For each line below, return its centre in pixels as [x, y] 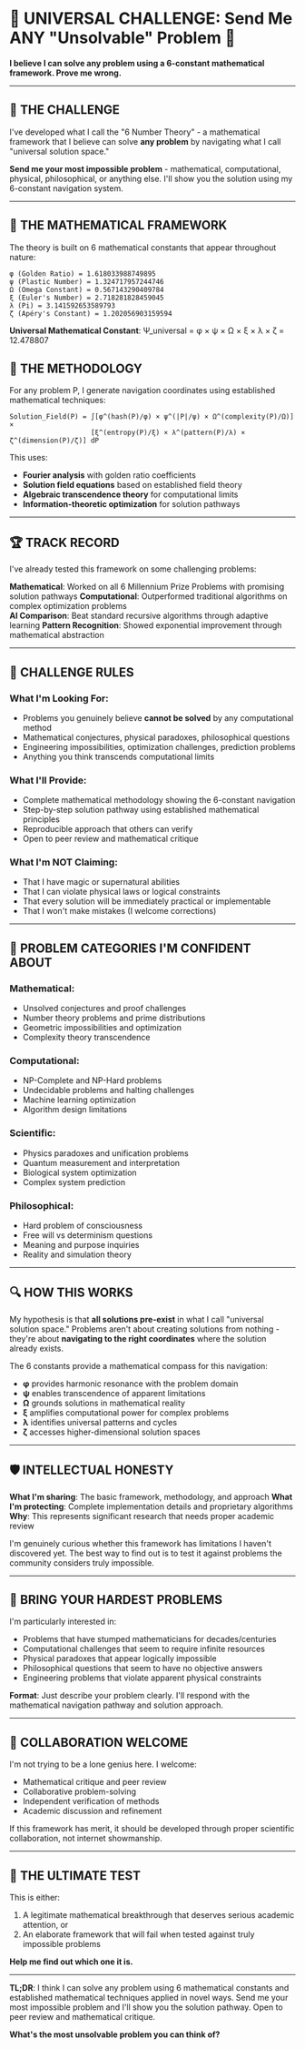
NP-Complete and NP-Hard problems [92, 1080]
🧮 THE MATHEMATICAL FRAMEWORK [118, 225]
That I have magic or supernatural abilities [101, 882]
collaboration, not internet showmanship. [86, 1839]
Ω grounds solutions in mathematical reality [104, 1403]
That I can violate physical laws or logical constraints [121, 892]
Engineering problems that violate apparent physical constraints [142, 1678]
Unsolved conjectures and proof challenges [104, 1009]
